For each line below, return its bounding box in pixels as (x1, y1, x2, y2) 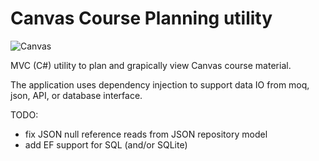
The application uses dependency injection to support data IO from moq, (10, 78, 310, 91)
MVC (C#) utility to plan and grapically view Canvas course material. (10, 59, 292, 71)
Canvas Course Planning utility (10, 7, 273, 30)
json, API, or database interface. (10, 89, 143, 101)
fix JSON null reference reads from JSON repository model (24, 128, 268, 140)
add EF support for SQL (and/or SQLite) (24, 138, 188, 151)
